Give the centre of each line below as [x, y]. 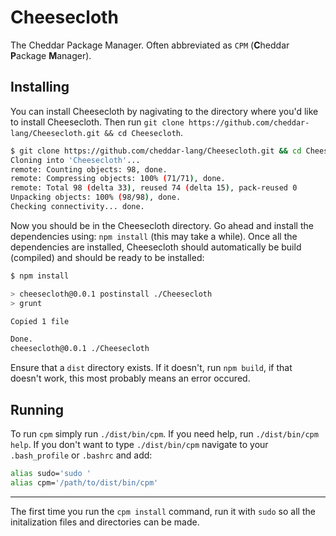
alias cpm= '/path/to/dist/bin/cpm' [84, 482]
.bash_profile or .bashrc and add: [81, 455]
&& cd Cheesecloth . [144, 132]
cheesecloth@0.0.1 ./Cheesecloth [80, 349]
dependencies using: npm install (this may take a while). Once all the [154, 236]
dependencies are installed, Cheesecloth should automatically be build [156, 247]
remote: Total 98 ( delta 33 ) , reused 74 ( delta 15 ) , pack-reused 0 [154, 188]
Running [37, 409]
